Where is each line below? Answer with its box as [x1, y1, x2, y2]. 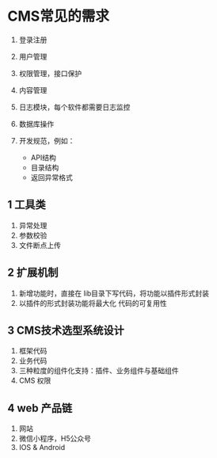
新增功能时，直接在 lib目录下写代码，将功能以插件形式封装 [18, 288, 210, 298]
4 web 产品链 [7, 401, 73, 414]
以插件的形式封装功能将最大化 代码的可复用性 [18, 298, 167, 307]
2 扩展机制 [7, 266, 59, 280]
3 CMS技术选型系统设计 [7, 323, 124, 337]
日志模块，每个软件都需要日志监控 [18, 102, 131, 112]
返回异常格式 [30, 172, 73, 182]
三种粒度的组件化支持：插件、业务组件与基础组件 [18, 366, 179, 376]
